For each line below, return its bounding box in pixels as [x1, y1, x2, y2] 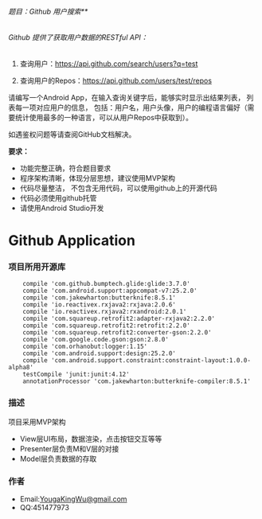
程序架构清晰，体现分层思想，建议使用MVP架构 [19, 173, 176, 182]
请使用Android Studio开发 [19, 203, 104, 213]
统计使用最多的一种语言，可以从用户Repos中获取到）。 [14, 112, 194, 122]
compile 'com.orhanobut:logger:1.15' [22, 342, 148, 351]
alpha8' [8, 364, 34, 372]
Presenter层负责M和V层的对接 [19, 443, 119, 453]
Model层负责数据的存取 [19, 454, 97, 463]
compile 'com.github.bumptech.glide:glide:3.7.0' [22, 280, 191, 288]
